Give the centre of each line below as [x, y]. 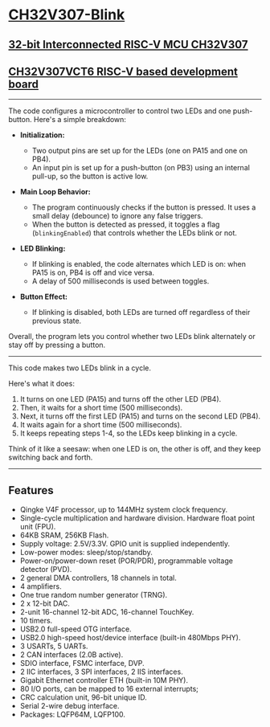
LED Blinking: [43, 249]
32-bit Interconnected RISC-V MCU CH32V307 [128, 45]
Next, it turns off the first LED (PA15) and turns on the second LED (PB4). [140, 416]
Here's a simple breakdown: [80, 120]
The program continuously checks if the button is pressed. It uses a [144, 207]
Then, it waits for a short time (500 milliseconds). [101, 408]
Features [31, 490]
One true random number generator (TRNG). [94, 595]
